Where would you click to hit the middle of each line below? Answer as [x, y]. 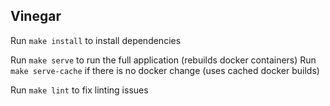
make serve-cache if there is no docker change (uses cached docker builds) [165, 70]
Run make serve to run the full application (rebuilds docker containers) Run [163, 60]
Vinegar [36, 16]
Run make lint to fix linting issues [79, 90]
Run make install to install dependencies [96, 40]
